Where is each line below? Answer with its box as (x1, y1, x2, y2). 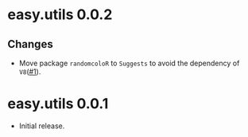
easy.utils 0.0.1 (7, 95, 109, 113)
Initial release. (18, 121, 65, 131)
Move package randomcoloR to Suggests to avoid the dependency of (18, 58, 240, 68)
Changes (7, 37, 53, 51)
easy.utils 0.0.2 (7, 6, 113, 24)
